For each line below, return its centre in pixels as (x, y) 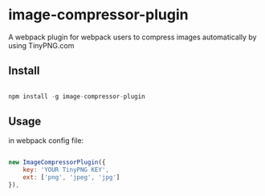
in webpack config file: (46, 141)
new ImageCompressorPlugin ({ (57, 162)
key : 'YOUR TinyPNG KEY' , (66, 170)
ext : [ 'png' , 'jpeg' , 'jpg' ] (71, 178)
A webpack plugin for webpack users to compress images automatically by (132, 37)
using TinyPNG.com (41, 45)
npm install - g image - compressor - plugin (77, 96)
